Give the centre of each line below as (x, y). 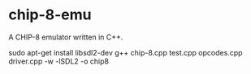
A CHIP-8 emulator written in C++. (66, 37)
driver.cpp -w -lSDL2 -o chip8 (59, 61)
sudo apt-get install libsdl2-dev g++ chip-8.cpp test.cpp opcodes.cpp (125, 52)
